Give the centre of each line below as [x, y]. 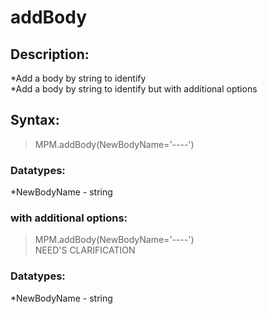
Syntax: [35, 120]
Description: [50, 54]
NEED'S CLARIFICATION [85, 250]
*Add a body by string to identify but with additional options [134, 89]
